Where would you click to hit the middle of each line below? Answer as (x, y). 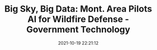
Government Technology (78, 30)
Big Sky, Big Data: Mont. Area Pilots (78, 9)
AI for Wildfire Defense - (78, 19)
